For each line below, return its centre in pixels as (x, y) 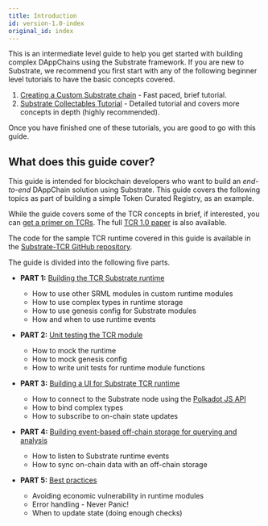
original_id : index (41, 31)
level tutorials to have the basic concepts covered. (92, 79)
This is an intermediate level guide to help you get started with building (126, 54)
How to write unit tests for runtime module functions (118, 368)
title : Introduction (43, 16)
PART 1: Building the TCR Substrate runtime (92, 278)
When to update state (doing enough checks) (107, 513)
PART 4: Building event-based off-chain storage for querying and (128, 432)
